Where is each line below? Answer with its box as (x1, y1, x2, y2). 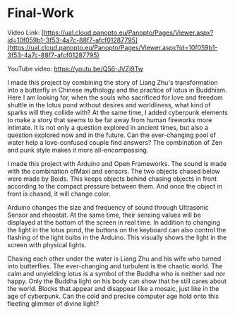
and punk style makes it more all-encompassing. (7, 145, 149, 154)
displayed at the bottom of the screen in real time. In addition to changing (7, 218, 221, 227)
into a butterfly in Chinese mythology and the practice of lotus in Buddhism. (7, 85, 227, 94)
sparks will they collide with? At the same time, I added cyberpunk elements (7, 108, 228, 117)
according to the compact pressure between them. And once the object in (7, 182, 222, 190)
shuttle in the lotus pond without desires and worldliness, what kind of (7, 100, 212, 109)
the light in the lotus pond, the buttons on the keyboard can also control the (7, 225, 227, 234)
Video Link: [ (7, 28, 44, 37)
